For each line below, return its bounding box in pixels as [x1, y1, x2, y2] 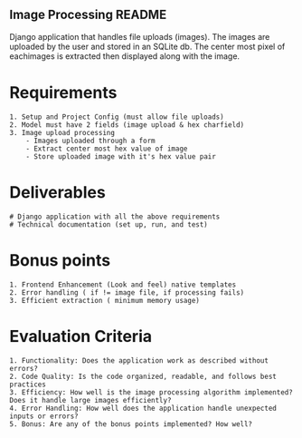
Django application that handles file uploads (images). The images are [9, 31, 270, 42]
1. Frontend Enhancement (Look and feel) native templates [9, 280, 237, 289]
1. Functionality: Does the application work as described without [9, 355, 269, 365]
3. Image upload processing [9, 128, 116, 137]
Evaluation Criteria [9, 326, 152, 346]
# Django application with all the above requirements [9, 212, 221, 221]
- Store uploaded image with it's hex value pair [25, 151, 217, 161]
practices [9, 380, 47, 389]
